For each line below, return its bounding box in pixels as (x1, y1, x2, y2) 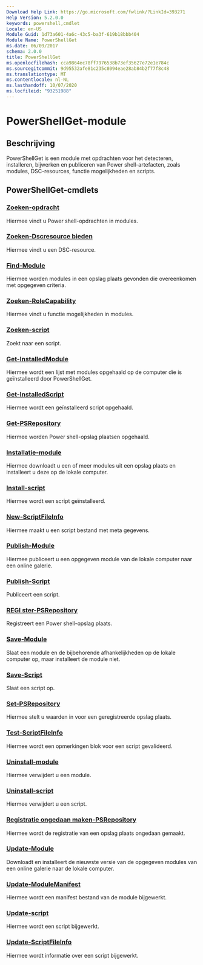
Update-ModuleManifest (6, 880, 81, 888)
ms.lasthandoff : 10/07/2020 (6, 83, 78, 89)
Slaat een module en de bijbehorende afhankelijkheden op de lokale (6, 649, 176, 656)
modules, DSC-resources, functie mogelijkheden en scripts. (6, 167, 156, 175)
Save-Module (6, 635, 47, 643)
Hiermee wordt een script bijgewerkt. (6, 922, 99, 930)
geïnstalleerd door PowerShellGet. (6, 375, 92, 382)
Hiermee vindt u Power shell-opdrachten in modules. (6, 217, 138, 224)
